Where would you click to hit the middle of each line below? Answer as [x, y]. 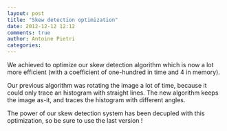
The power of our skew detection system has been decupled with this [106, 113]
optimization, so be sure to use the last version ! [75, 120]
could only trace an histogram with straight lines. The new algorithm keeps [113, 93]
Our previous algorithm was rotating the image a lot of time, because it [107, 85]
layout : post [26, 13]
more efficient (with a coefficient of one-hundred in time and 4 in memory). [113, 72]
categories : [24, 45]
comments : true [29, 33]
